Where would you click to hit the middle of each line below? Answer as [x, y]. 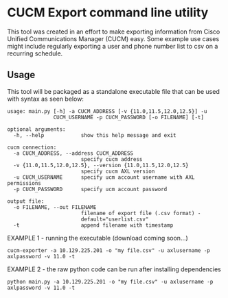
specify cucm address [112, 159]
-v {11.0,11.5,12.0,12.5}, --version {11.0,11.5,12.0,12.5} [101, 165]
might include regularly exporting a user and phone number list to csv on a [113, 46]
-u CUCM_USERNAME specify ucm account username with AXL [104, 177]
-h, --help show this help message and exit [95, 135]
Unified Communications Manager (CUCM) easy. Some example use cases [113, 38]
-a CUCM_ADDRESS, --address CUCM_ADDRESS [73, 153]
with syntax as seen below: [46, 99]
